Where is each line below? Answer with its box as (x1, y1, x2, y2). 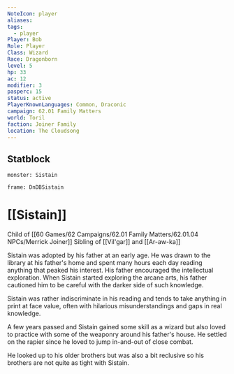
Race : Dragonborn (7, 56, 58, 63)
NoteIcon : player (7, 10, 58, 17)
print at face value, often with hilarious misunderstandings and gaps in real (7, 302, 222, 310)
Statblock (7, 153, 50, 165)
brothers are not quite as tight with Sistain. (7, 359, 129, 367)
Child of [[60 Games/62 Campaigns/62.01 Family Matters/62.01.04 (7, 230, 199, 238)
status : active (7, 95, 52, 102)
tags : (7, 23, 23, 30)
